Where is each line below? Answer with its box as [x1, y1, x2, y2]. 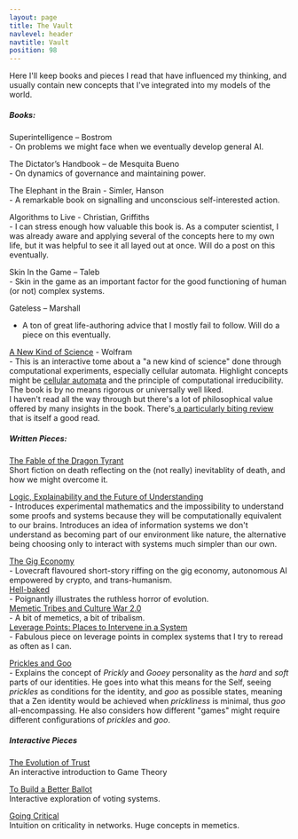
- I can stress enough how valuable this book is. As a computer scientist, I [9, 221, 279, 232]
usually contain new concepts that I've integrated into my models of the [9, 80, 271, 91]
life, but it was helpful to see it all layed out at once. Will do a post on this [9, 241, 276, 251]
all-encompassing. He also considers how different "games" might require [9, 705, 281, 716]
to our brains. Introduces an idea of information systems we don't [9, 520, 248, 531]
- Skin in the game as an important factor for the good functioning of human [9, 276, 286, 287]
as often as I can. [9, 641, 73, 652]
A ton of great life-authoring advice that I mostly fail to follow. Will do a [21, 321, 280, 331]
